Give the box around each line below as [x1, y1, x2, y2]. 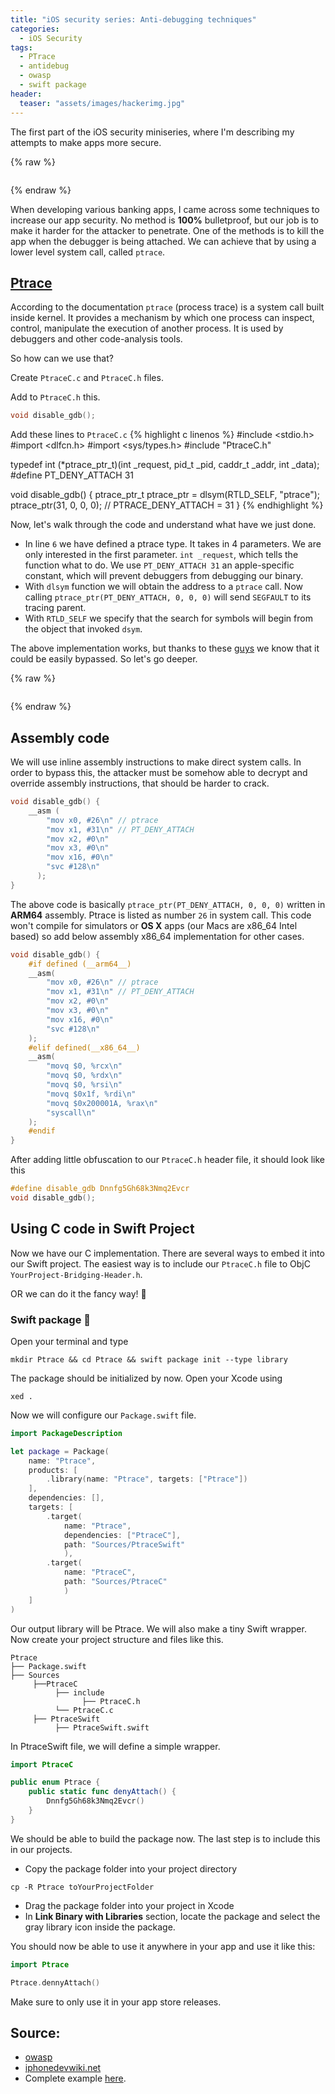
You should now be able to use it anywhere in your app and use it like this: [10, 1940, 316, 1952]
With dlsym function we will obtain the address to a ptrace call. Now [24, 581, 304, 593]
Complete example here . [24, 2072, 127, 2085]
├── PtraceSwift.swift [54, 1722, 150, 1733]
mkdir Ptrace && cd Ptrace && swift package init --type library [10, 1354, 288, 1365]
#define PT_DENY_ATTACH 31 [10, 469, 134, 481]
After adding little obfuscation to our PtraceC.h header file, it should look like [10, 1154, 325, 1166]
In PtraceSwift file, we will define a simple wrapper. [10, 1740, 221, 1752]
